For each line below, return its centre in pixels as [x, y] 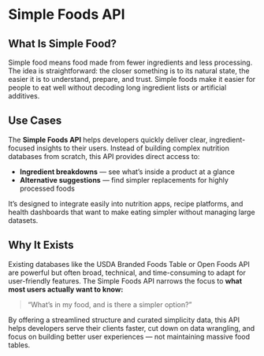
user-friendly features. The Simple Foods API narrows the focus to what [125, 280]
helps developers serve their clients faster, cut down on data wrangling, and [132, 328]
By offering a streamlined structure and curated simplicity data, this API [124, 320]
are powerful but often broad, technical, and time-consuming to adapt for [127, 273]
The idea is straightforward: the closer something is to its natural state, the [129, 71]
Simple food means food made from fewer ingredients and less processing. [130, 62]
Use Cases [35, 121]
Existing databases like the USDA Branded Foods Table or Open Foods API [129, 264]
